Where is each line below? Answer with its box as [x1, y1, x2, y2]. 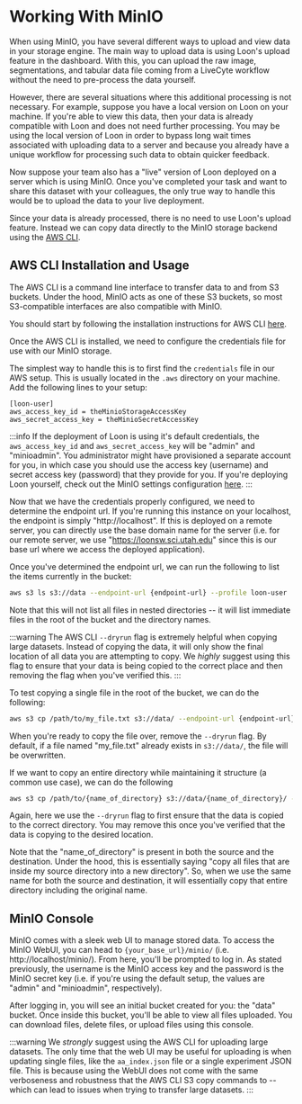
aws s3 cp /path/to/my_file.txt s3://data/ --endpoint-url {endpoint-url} [9, 714, 296, 723]
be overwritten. [9, 749, 66, 760]
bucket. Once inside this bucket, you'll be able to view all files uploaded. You [9, 1010, 293, 1020]
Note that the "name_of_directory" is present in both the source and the [9, 847, 274, 857]
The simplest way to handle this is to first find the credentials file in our [9, 363, 276, 373]
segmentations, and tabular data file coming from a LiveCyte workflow [9, 65, 271, 76]
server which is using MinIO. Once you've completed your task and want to [9, 175, 288, 186]
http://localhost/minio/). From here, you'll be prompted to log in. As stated [9, 954, 282, 965]
